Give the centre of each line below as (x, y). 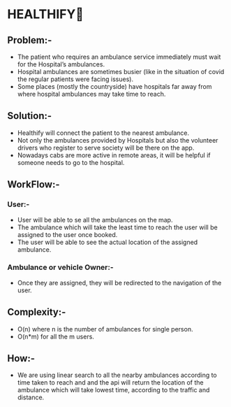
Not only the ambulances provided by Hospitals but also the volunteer (118, 140)
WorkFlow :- (33, 185)
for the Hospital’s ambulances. (61, 64)
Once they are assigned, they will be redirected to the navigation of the (119, 283)
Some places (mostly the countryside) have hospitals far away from (114, 86)
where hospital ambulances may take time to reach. (91, 94)
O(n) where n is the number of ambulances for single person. (105, 329)
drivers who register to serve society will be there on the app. (106, 148)
